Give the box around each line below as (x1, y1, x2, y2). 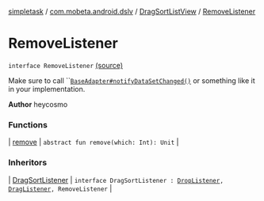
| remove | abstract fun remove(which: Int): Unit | (8, 138, 179, 147)
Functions (8, 119, 48, 130)
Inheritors (8, 157, 48, 169)
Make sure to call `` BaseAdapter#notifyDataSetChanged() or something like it (8, 75, 255, 85)
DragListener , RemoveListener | (8, 184, 113, 193)
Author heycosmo (8, 99, 68, 109)
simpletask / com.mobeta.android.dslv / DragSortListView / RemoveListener (8, 7, 256, 16)
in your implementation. (8, 84, 86, 93)
